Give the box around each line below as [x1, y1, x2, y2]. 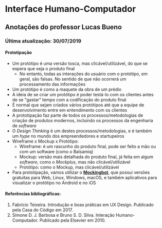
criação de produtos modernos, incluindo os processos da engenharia [12, 117, 153, 123]
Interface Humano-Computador [5, 3, 136, 15]
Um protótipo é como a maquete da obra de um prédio [12, 86, 122, 92]
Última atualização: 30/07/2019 [5, 38, 82, 44]
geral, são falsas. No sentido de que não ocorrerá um [19, 76, 126, 82]
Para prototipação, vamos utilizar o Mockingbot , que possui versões [12, 169, 150, 175]
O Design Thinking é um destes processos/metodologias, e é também [12, 128, 152, 134]
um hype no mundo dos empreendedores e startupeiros [12, 133, 125, 139]
